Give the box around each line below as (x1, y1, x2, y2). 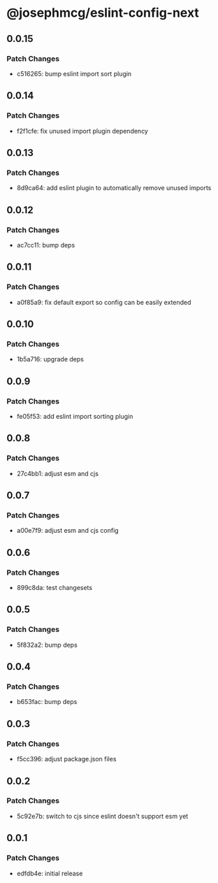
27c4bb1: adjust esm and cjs (16, 469, 99, 478)
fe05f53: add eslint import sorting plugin (16, 412, 133, 420)
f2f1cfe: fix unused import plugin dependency (16, 127, 148, 135)
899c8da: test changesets (16, 584, 92, 592)
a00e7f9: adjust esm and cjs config (16, 526, 119, 535)
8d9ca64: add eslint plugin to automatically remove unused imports (16, 184, 212, 192)
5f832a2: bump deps (16, 640, 78, 649)
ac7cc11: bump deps (16, 241, 75, 249)
